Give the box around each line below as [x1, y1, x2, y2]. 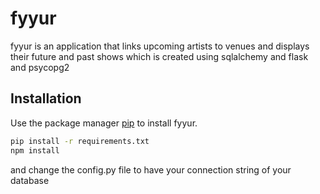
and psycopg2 [10, 61, 70, 73]
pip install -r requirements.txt [10, 136, 150, 146]
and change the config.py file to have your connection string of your [10, 163, 292, 176]
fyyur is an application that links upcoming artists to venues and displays [10, 40, 310, 52]
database [10, 174, 50, 186]
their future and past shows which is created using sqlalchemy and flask [10, 50, 309, 62]
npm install [10, 145, 60, 156]
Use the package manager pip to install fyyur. [10, 117, 198, 129]
